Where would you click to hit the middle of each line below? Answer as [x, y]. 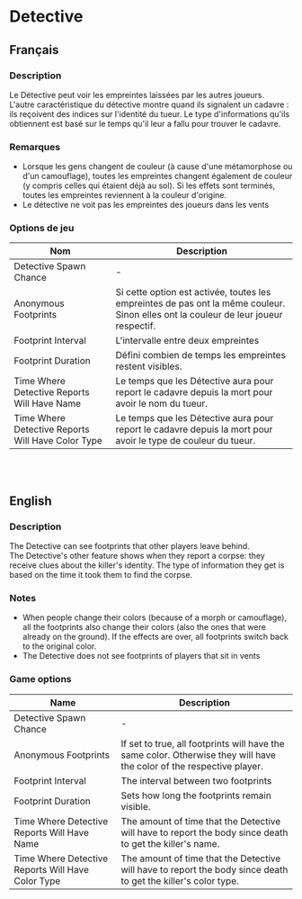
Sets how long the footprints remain [196, 796]
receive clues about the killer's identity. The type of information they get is [147, 565]
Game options [40, 679]
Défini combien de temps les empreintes [200, 355]
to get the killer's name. [170, 843]
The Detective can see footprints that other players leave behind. [129, 546]
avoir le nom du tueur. [162, 404]
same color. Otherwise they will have [199, 755]
